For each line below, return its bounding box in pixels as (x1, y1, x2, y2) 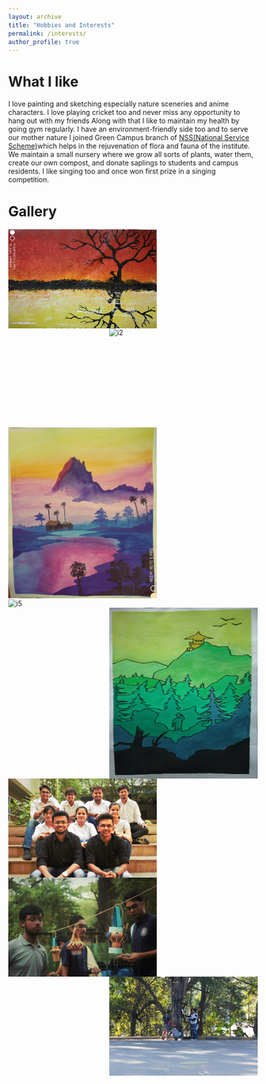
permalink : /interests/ (8, 29, 87, 37)
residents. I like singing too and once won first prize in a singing (8, 166, 216, 176)
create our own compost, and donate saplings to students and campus (8, 158, 239, 168)
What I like (8, 73, 79, 91)
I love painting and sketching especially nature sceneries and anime (8, 99, 230, 109)
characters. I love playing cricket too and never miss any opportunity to (8, 108, 241, 117)
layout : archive (8, 13, 62, 21)
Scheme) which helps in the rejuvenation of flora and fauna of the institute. (8, 141, 251, 151)
